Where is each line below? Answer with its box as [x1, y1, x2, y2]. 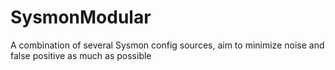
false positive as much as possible [10, 49, 152, 61]
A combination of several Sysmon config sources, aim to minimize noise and [10, 39, 325, 51]
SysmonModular [10, 6, 152, 29]
